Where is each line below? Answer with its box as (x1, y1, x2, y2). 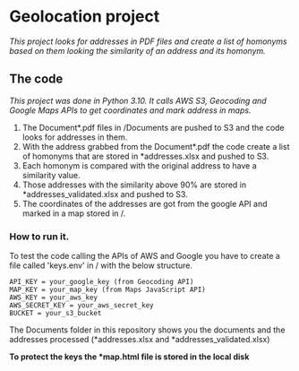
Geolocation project (9, 6, 160, 27)
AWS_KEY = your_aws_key (9, 293, 98, 302)
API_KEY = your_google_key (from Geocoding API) (9, 278, 194, 287)
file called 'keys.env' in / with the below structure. (9, 260, 192, 271)
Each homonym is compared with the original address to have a (21, 160, 257, 171)
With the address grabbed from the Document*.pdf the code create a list (21, 141, 290, 151)
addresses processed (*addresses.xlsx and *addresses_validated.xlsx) (9, 334, 270, 345)
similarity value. (21, 169, 81, 180)
